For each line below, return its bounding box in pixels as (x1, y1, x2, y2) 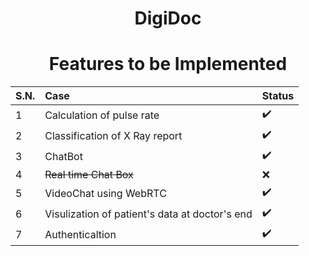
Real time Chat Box (44, 168, 134, 182)
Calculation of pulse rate (44, 108, 160, 122)
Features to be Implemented (48, 53, 288, 76)
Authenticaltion (44, 227, 117, 241)
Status (261, 89, 295, 103)
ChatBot (44, 149, 83, 163)
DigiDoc (134, 7, 202, 30)
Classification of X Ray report (44, 128, 183, 142)
